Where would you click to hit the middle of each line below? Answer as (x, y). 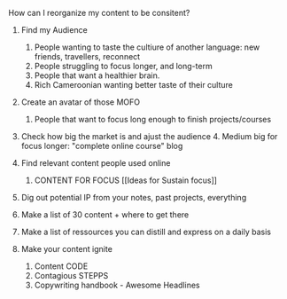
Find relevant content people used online (96, 163)
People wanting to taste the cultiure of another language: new (147, 47)
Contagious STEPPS (71, 275)
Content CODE (61, 266)
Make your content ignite (66, 249)
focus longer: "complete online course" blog (102, 146)
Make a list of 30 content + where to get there (105, 215)
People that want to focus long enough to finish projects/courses (153, 119)
